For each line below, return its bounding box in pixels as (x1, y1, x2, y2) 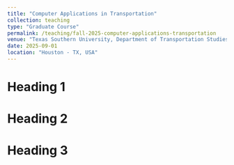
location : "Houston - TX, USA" (7, 49, 98, 56)
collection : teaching (7, 17, 70, 24)
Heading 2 (7, 111, 68, 127)
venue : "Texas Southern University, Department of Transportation (7, 36, 204, 43)
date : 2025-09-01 (7, 42, 58, 49)
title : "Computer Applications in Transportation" (7, 10, 157, 17)
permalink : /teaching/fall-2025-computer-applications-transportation (7, 29, 217, 37)
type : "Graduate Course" (7, 23, 79, 30)
